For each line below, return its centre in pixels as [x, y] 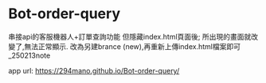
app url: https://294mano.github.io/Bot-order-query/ [94, 70]
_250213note [29, 55]
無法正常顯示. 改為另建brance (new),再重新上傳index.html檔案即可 [133, 46]
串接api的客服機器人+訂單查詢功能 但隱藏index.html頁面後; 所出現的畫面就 [130, 36]
